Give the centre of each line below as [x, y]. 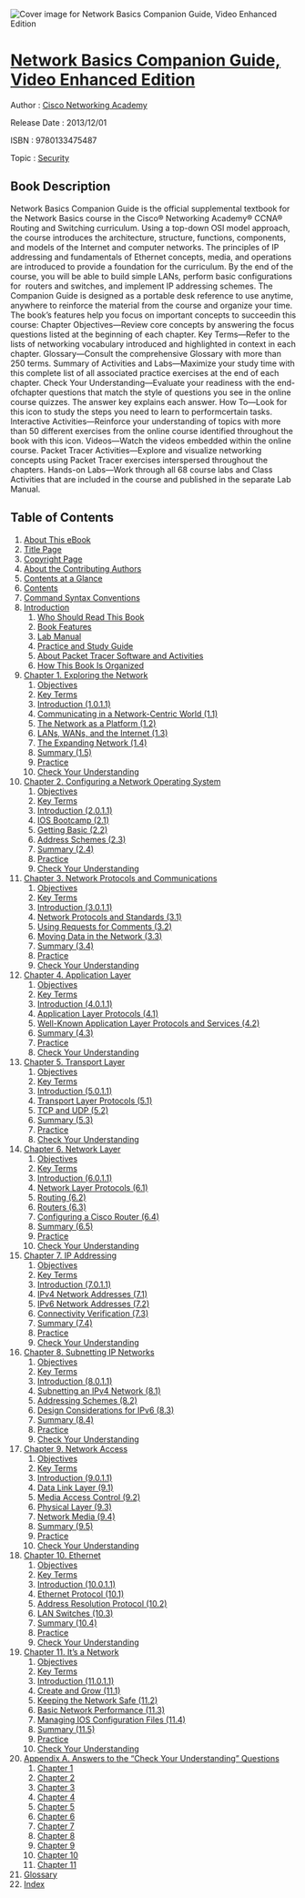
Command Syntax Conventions [81, 597]
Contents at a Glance [63, 578]
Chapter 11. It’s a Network [71, 1651]
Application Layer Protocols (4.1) [97, 1013]
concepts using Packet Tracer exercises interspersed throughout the [139, 460]
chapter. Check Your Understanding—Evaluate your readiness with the [143, 382]
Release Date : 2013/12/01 [59, 122]
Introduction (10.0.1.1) [76, 1584]
